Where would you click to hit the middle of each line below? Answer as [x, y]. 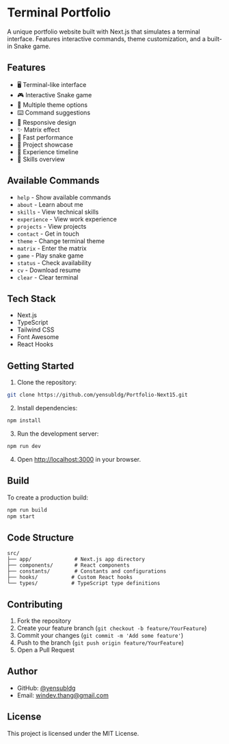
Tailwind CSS [36, 330]
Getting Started [41, 365]
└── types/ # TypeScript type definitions [84, 584]
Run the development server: [58, 434]
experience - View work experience [67, 219]
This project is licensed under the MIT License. [73, 733]
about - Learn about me [50, 204]
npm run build [27, 510]
